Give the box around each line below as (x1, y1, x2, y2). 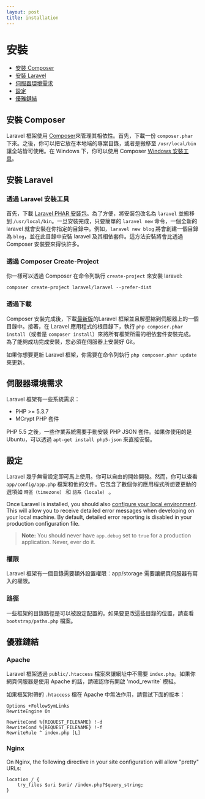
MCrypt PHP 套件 (15, 415, 59, 423)
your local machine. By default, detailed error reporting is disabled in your (6, 513, 192, 521)
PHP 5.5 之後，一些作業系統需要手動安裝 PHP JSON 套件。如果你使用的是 (6, 428, 192, 436)
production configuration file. (6, 520, 80, 528)
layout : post (6, 9, 40, 15)
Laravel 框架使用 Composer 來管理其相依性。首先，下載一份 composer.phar (6, 132, 193, 140)
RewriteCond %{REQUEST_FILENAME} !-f (6, 724, 103, 731)
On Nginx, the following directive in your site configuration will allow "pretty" (6, 758, 199, 765)
